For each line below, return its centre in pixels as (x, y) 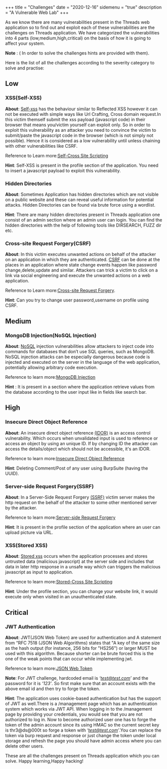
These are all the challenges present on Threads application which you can (82, 756)
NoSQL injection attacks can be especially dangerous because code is (78, 357)
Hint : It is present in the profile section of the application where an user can (83, 527)
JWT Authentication (30, 627)
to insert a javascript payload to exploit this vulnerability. (63, 170)
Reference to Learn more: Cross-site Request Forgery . (60, 290)
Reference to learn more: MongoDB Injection (50, 377)
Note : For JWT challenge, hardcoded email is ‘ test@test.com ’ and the (77, 678)
